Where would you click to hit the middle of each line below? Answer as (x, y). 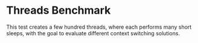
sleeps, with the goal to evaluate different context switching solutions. (93, 33)
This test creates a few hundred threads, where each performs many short (99, 27)
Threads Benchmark (59, 10)
